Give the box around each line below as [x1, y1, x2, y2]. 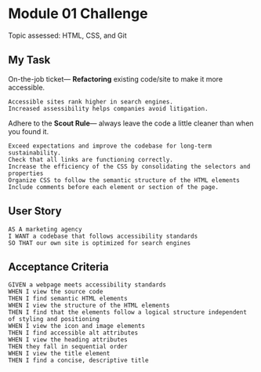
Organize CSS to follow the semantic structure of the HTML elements [8, 176, 241, 184]
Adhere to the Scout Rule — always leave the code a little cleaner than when [8, 119, 254, 128]
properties [8, 170, 44, 177]
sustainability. [8, 148, 61, 157]
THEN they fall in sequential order [8, 343, 128, 351]
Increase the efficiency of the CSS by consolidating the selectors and [8, 162, 251, 170]
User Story [8, 205, 62, 218]
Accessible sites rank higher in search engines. [8, 97, 174, 106]
